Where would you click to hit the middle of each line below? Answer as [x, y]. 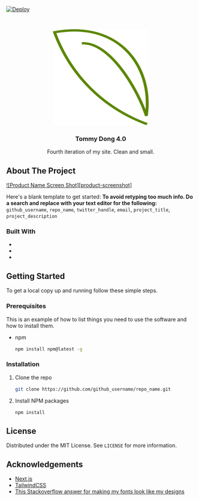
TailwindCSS [31, 485]
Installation [23, 364]
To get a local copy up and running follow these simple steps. [82, 290]
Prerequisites [26, 306]
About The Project [41, 171]
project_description [32, 217]
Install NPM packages [42, 400]
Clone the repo [33, 377]
